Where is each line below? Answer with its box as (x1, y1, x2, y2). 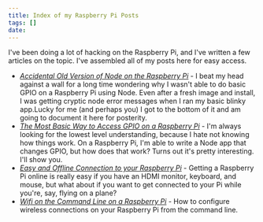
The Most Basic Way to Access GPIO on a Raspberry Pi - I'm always (19, 121, 242, 131)
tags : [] (8, 19, 37, 27)
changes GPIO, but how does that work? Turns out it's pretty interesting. (19, 146, 254, 156)
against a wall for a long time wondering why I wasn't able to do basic (19, 80, 246, 89)
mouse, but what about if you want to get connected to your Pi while (19, 180, 242, 190)
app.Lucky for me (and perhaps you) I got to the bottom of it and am (19, 105, 242, 114)
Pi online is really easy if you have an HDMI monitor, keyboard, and (19, 172, 237, 181)
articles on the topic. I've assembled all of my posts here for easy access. (8, 56, 247, 65)
